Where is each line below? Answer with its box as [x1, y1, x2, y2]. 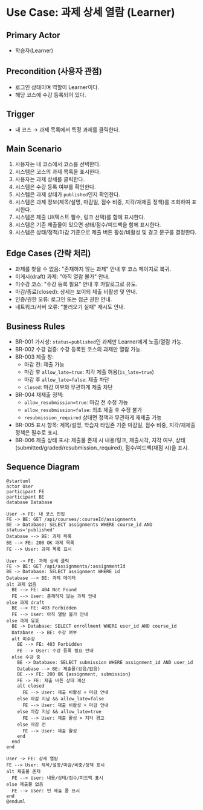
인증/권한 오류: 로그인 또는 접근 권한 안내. [14, 296, 112, 303]
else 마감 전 [17, 722, 47, 728]
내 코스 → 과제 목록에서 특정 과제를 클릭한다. [14, 125, 120, 133]
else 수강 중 [11, 654, 41, 660]
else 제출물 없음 [6, 781, 43, 788]
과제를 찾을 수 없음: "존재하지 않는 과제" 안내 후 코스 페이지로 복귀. [14, 265, 171, 273]
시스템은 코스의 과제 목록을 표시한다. [14, 168, 101, 176]
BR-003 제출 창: [14, 353, 54, 360]
